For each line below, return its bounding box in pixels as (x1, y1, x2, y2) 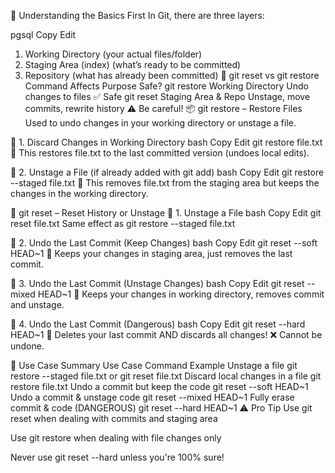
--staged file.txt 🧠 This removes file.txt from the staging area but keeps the (10, 177, 320, 189)
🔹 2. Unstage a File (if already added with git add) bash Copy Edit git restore (10, 166, 325, 178)
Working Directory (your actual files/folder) (24, 48, 203, 60)
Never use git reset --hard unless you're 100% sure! (10, 451, 225, 463)
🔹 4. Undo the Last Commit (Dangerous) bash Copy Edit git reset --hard (10, 318, 306, 330)
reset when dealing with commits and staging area (10, 413, 218, 424)
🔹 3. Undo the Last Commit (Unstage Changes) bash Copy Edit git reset (10, 278, 305, 289)
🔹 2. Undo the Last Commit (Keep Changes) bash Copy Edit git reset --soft (10, 237, 318, 249)
